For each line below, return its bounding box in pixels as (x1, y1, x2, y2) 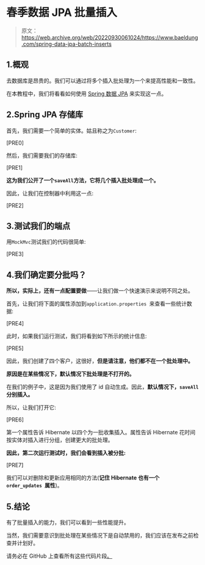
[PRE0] (6, 139, 24, 147)
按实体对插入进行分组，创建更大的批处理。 (6, 436, 113, 443)
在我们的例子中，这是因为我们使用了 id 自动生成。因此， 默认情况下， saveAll (6, 383, 199, 391)
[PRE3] (6, 250, 24, 258)
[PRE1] (6, 164, 23, 171)
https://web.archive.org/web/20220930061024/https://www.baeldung (21, 34, 198, 41)
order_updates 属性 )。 (6, 482, 63, 489)
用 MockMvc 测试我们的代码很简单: (6, 238, 87, 246)
